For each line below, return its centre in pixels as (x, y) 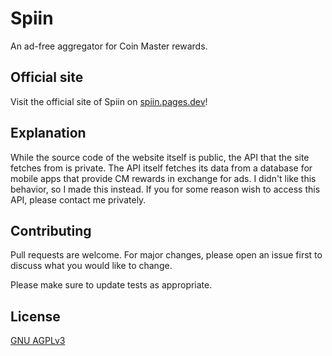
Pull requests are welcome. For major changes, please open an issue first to (166, 255)
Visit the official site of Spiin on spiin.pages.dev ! (109, 101)
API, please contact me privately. (78, 199)
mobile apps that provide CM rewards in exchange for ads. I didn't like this (163, 178)
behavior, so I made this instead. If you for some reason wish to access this (165, 189)
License (35, 316)
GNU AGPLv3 (38, 341)
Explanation (48, 133)
